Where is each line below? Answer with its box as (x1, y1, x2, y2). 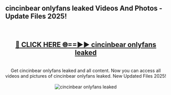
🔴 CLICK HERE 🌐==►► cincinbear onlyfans (15, 40, 157, 49)
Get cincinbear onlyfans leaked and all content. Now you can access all (11, 67, 161, 74)
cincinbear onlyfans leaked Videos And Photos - (5, 4, 162, 13)
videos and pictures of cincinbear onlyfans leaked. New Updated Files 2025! (5, 73, 166, 79)
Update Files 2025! (5, 12, 67, 21)
